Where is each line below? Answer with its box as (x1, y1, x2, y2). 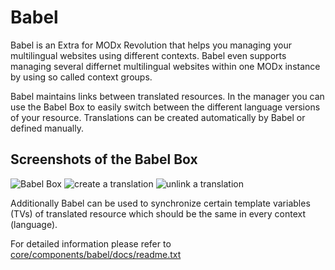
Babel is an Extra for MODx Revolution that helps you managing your (10, 39, 292, 51)
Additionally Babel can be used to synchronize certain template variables (10, 197, 311, 209)
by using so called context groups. (10, 71, 153, 83)
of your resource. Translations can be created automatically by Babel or (10, 111, 306, 123)
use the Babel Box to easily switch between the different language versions (10, 101, 321, 113)
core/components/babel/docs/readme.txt (10, 248, 182, 260)
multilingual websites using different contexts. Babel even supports (10, 49, 287, 61)
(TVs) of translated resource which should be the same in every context (10, 207, 307, 220)
